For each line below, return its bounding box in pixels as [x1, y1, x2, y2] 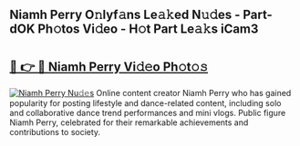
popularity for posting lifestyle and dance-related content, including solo [9, 98, 282, 108]
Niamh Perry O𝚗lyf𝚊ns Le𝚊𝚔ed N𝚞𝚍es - [9, 7, 241, 23]
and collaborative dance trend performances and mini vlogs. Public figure [9, 108, 286, 118]
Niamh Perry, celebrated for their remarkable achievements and [9, 117, 249, 128]
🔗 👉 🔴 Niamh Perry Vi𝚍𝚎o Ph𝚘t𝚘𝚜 [9, 59, 208, 74]
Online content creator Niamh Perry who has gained [96, 88, 292, 98]
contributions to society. [9, 127, 101, 137]
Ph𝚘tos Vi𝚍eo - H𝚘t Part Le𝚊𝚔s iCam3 [37, 22, 259, 37]
